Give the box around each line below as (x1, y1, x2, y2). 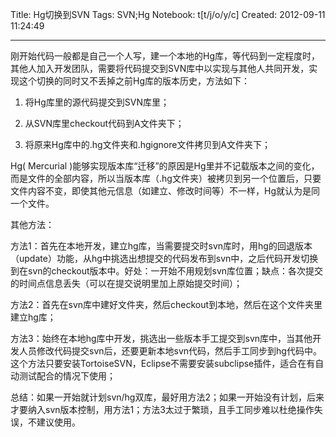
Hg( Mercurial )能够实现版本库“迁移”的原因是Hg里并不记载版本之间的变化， (10, 160, 320, 172)
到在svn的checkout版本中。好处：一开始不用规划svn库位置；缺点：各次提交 (10, 265, 324, 277)
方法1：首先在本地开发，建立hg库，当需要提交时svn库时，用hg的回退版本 (10, 240, 313, 252)
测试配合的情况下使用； (18, 370, 116, 382)
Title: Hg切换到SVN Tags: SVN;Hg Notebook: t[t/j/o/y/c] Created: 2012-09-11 (10, 9, 326, 20)
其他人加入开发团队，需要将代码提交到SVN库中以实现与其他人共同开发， (10, 63, 310, 74)
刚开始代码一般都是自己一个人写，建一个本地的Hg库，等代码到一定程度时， (10, 50, 320, 62)
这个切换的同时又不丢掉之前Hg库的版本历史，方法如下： (18, 75, 250, 87)
